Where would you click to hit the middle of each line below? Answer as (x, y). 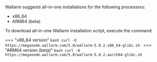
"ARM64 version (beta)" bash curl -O (43, 50)
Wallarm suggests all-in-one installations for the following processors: (75, 7)
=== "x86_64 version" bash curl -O (41, 40)
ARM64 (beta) (26, 21)
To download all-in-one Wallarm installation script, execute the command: (79, 31)
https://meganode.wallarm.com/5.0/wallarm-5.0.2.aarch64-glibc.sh (74, 55)
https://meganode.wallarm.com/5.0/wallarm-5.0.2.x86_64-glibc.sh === (78, 45)
